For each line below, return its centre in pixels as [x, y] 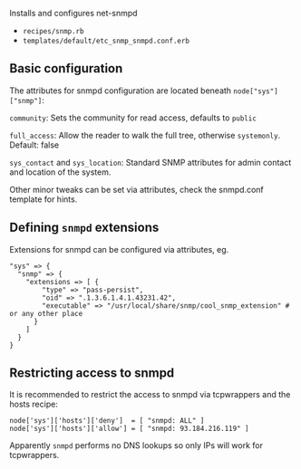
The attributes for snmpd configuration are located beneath [121, 91]
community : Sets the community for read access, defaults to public [133, 118]
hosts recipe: [34, 404]
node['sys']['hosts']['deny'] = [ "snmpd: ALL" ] [107, 421]
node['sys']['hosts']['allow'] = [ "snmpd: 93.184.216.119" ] [129, 429]
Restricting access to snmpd [92, 373]
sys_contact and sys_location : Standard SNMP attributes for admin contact [150, 162]
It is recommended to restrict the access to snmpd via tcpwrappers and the [150, 395]
